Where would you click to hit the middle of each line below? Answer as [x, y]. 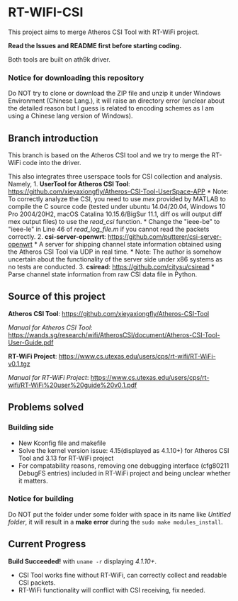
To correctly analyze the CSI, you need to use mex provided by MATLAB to [117, 199]
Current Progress [47, 544]
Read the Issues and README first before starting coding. [95, 45]
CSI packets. [37, 583]
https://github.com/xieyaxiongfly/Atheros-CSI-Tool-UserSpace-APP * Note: [118, 191]
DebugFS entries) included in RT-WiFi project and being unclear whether [124, 473]
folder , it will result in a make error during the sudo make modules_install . [115, 522]
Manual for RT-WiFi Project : [49, 377]
